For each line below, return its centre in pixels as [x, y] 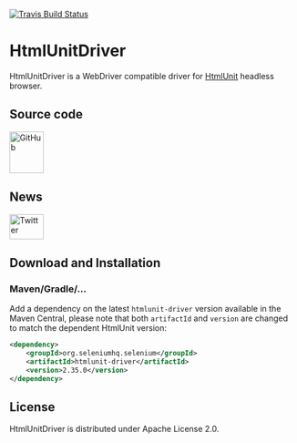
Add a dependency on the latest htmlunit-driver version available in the [145, 309]
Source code [46, 114]
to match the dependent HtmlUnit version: [88, 328]
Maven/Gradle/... [48, 289]
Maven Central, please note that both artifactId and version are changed [149, 318]
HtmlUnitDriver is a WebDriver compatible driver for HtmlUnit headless [142, 76]
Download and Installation [85, 263]
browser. [26, 86]
